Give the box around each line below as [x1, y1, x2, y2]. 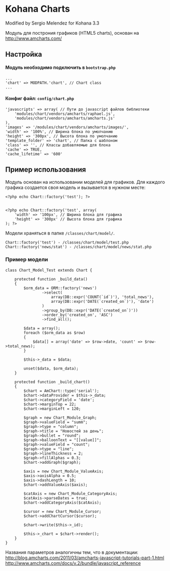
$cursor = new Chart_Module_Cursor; [23, 509, 102, 514]
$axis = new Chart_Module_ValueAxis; [23, 468, 104, 474]
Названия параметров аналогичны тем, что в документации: [5, 549, 139, 555]
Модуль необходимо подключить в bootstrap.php [5, 64, 116, 70]
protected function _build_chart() [14, 379, 90, 385]
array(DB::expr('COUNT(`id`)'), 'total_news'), [51, 294, 154, 299]
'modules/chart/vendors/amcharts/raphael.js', [14, 111, 115, 116]
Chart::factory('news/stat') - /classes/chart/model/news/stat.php [5, 244, 152, 249]
